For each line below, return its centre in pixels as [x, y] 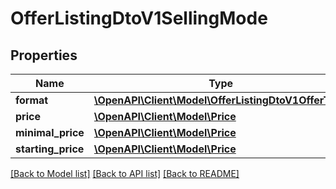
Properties [44, 55]
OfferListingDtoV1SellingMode [139, 18]
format [32, 100]
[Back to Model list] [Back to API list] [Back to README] [125, 173]
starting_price [50, 149]
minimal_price [50, 132]
